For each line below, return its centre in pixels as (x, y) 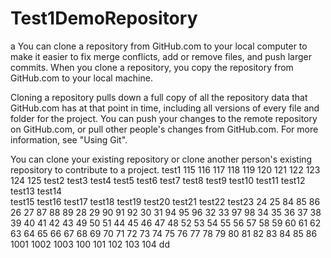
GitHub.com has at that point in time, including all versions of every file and (165, 108)
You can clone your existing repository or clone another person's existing (161, 159)
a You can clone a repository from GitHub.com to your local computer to (159, 46)
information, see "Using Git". (69, 139)
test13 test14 (36, 191)
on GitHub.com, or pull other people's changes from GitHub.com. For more (164, 129)
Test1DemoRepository (104, 18)
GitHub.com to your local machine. (81, 78)
